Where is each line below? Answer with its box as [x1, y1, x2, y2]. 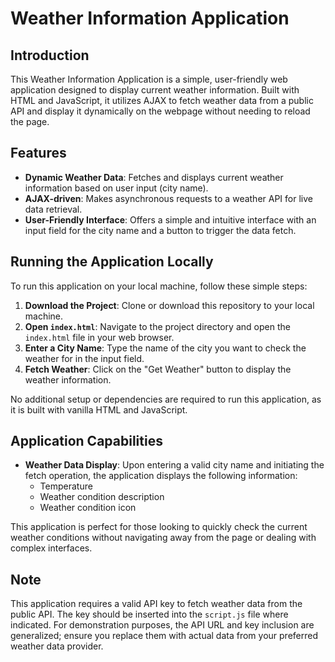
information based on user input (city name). [24, 182, 209, 194]
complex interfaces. [10, 542, 93, 554]
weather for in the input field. [24, 352, 145, 364]
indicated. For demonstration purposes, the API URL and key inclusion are [10, 619, 315, 631]
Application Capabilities [10, 433, 163, 450]
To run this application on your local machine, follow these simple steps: [10, 280, 308, 292]
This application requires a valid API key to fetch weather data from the [10, 598, 303, 610]
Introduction [10, 47, 90, 64]
